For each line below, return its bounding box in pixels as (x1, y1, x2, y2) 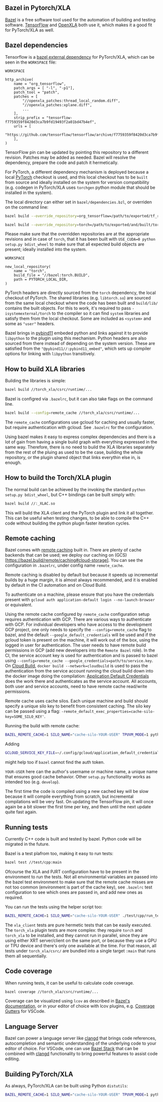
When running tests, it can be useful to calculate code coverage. (5, 980, 134, 986)
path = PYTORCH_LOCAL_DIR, (14, 277, 68, 282)
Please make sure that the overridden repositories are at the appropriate (5, 231, 149, 237)
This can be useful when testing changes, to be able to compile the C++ (5, 515, 149, 521)
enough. (5, 460, 22, 465)
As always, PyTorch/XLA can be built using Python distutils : (5, 1083, 128, 1089)
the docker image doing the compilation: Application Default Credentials (5, 673, 149, 679)
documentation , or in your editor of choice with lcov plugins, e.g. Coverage (5, 1003, 155, 1009)
